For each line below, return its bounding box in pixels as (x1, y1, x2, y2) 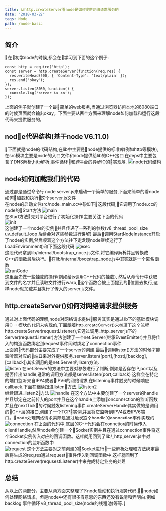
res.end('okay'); (9, 78, 45, 83)
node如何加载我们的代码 (5, 175, 80, 183)
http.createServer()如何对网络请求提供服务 (5, 302, 138, 310)
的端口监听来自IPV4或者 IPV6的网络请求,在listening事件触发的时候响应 (5, 377, 150, 383)
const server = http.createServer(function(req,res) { (5, 69, 121, 74)
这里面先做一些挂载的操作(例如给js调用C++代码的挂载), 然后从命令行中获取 (5, 273, 157, 279)
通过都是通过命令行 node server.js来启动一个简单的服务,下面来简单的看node (5, 188, 160, 194)
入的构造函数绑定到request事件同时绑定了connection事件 (5, 340, 122, 346)
